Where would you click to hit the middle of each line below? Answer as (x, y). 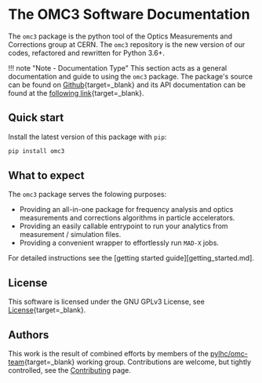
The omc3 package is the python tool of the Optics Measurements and (120, 36)
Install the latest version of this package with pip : (87, 137)
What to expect (46, 175)
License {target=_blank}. (47, 310)
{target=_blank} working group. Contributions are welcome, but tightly (138, 362)
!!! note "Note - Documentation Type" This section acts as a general (118, 67)
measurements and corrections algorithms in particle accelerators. (127, 218)
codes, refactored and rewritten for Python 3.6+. (87, 53)
